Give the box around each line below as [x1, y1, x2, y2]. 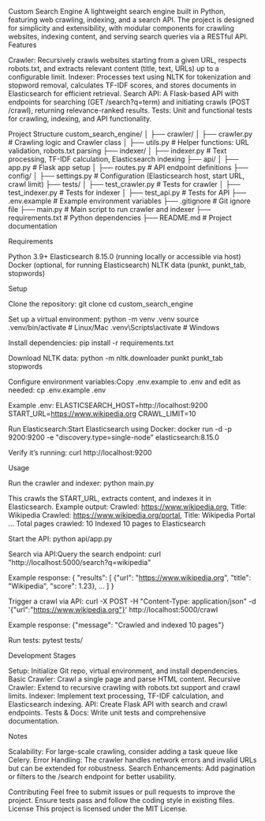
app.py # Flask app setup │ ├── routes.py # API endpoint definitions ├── [8, 163, 248, 172]
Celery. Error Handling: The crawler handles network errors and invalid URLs [8, 756, 257, 764]
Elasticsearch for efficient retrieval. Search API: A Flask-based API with [8, 89, 239, 98]
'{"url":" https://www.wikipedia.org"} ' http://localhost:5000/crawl [8, 605, 218, 614]
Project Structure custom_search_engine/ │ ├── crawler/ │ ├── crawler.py [8, 129, 253, 139]
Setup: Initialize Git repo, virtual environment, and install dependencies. [8, 666, 240, 675]
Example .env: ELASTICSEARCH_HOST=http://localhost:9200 [8, 401, 208, 410]
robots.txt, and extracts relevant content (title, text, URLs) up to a [8, 64, 219, 73]
